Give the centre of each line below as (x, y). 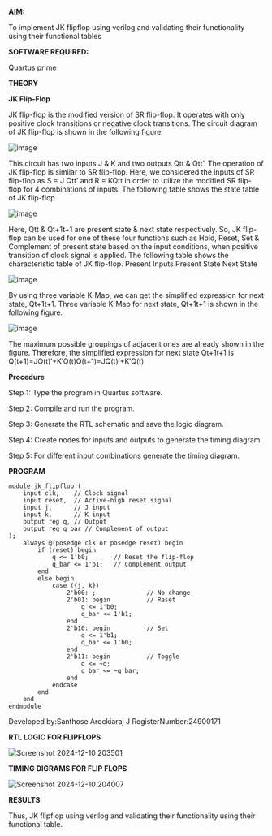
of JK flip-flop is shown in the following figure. (86, 132)
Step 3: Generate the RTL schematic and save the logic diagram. (117, 424)
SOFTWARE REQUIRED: (49, 52)
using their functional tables (55, 36)
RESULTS (24, 800)
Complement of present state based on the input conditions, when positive (133, 246)
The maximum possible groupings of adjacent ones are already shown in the (136, 344)
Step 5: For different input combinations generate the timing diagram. (124, 455)
